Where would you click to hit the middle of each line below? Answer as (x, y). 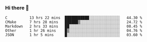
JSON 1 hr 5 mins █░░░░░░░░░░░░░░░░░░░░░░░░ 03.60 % (73, 35)
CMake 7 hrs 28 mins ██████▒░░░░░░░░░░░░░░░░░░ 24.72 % (73, 22)
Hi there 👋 (17, 8)
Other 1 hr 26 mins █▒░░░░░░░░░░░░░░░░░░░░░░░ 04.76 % (73, 31)
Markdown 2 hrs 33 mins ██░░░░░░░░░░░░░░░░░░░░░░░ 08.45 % (73, 26)
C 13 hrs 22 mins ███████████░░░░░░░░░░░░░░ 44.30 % (73, 18)
